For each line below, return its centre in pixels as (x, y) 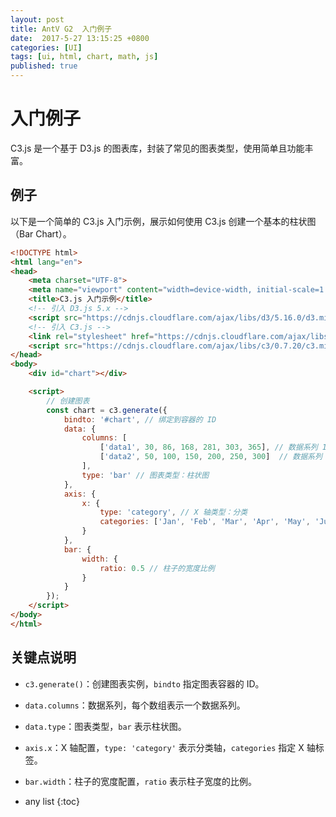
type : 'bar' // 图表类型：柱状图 (145, 475)
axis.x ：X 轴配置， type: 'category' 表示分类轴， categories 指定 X (164, 747)
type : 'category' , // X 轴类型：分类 (173, 512)
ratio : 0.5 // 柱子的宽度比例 (157, 568)
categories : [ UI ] (46, 47)
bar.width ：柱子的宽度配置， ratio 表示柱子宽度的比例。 (140, 781)
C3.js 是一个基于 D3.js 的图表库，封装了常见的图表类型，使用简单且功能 (157, 148)
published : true (44, 66)
